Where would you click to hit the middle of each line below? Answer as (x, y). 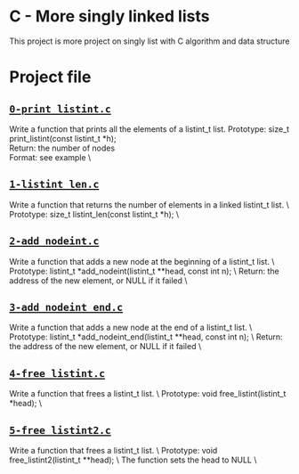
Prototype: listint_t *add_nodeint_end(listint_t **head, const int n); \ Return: (146, 337)
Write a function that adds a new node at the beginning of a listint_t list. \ (142, 261)
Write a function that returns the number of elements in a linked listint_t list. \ (149, 204)
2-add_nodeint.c (54, 241)
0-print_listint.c (60, 109)
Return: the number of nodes (62, 148)
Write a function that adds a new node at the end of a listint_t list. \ (131, 328)
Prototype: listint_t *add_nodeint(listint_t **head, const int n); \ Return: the (144, 271)
